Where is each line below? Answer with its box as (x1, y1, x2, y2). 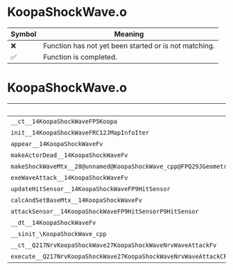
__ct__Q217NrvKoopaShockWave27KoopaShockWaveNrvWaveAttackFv (10, 241, 217, 249)
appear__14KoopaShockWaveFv (10, 140, 103, 147)
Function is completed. (42, 52, 118, 62)
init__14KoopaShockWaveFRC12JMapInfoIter (10, 129, 150, 136)
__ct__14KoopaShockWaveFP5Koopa (10, 117, 118, 125)
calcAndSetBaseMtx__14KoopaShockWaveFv (10, 196, 142, 204)
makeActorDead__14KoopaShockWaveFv (10, 151, 128, 159)
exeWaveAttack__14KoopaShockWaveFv (10, 174, 128, 181)
